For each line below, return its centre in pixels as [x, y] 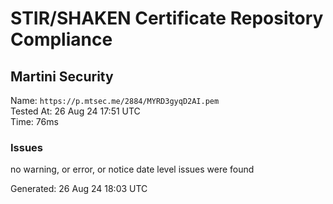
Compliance [61, 39]
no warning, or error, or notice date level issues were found [132, 169]
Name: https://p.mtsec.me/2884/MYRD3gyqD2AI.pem [115, 100]
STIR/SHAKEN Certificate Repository [167, 18]
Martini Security [62, 76]
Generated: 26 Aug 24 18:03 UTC [79, 189]
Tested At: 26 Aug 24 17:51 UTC [75, 111]
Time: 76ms [34, 121]
